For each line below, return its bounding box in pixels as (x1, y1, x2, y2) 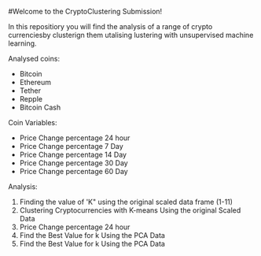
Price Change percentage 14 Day (19, 150, 127, 159)
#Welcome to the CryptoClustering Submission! (8, 7, 163, 16)
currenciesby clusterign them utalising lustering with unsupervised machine (8, 31, 254, 39)
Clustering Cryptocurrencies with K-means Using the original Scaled (19, 206, 241, 215)
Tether (19, 86, 42, 95)
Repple (19, 95, 43, 103)
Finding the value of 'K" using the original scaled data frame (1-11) (19, 197, 233, 206)
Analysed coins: (8, 54, 61, 63)
